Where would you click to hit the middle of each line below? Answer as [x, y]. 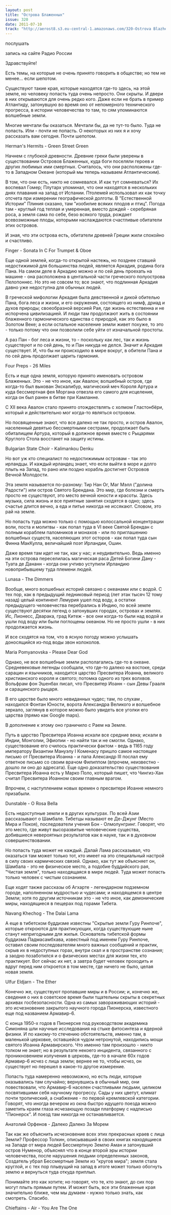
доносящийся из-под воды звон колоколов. [53, 642]
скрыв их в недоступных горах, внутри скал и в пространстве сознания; [84, 950]
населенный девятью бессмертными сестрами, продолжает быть [78, 428]
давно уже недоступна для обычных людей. [53, 287]
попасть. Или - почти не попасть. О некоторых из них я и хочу [73, 131]
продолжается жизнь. [29, 627]
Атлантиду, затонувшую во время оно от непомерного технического [80, 104]
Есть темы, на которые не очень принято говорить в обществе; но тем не [85, 73]
